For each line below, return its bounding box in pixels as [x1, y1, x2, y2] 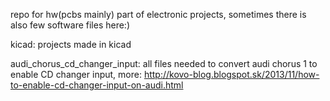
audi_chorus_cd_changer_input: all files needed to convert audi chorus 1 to [10, 58, 318, 69]
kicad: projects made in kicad [10, 39, 132, 50]
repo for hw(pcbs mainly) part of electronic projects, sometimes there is [10, 9, 307, 20]
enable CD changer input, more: [10, 69, 142, 80]
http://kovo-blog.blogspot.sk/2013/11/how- [143, 69, 320, 80]
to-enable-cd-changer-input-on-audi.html [10, 79, 184, 91]
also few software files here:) [10, 19, 131, 31]
